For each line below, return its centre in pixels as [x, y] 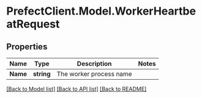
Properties [27, 47]
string [42, 74]
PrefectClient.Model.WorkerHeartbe [101, 11]
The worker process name [95, 74]
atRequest [33, 24]
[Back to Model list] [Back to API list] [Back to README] [77, 89]
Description [94, 64]
